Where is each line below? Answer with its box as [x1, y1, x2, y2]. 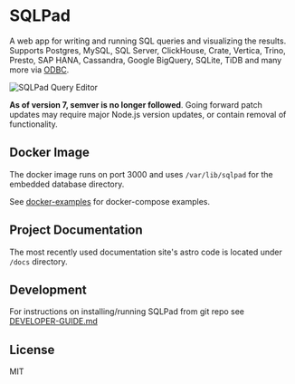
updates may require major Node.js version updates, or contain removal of [9, 109, 287, 120]
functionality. [9, 119, 59, 130]
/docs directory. [9, 255, 68, 267]
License [9, 341, 55, 358]
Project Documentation [9, 223, 143, 238]
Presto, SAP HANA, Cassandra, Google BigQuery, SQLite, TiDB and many [9, 54, 282, 65]
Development [9, 282, 88, 297]
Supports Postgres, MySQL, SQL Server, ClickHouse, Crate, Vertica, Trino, [9, 44, 287, 55]
